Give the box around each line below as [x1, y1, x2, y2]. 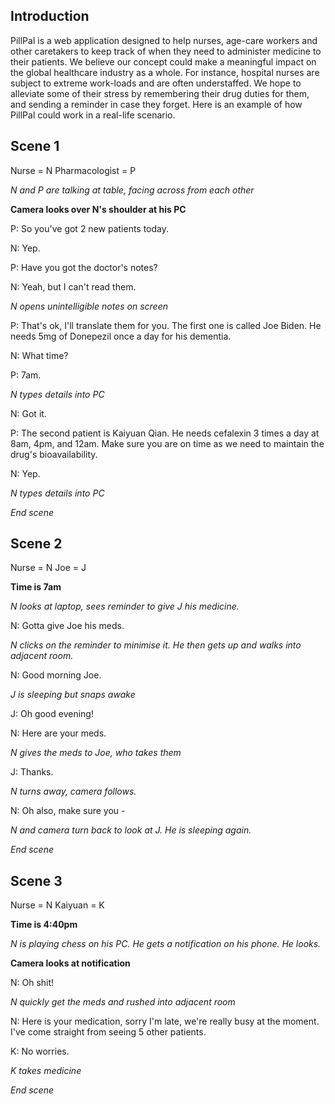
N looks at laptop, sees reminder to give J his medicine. [10, 600, 240, 613]
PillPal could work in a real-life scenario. [10, 109, 176, 121]
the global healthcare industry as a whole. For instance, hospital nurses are [10, 66, 320, 78]
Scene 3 [10, 872, 63, 889]
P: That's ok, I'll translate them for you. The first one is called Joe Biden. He [10, 319, 322, 331]
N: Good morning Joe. [10, 669, 102, 681]
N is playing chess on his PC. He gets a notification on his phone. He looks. [10, 938, 322, 950]
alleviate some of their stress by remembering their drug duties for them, [10, 87, 310, 99]
